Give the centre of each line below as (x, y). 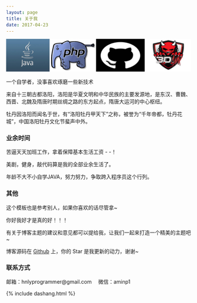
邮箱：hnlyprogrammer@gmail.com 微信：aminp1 (68, 281)
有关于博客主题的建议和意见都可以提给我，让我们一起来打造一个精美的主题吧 (98, 233)
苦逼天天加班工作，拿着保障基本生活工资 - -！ (61, 152)
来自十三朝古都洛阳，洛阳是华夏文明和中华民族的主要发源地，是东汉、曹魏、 (98, 94)
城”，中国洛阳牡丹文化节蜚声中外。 (48, 121)
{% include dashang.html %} (41, 293)
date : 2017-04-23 (27, 25)
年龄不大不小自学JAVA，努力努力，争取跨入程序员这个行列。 (79, 177)
